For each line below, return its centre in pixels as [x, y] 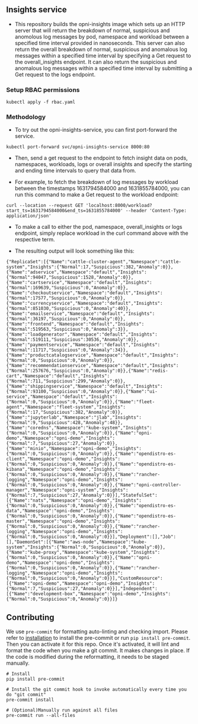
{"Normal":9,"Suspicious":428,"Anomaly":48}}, [65, 423]
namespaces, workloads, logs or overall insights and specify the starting [103, 164]
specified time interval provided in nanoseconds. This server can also [100, 43]
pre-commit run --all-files [41, 716]
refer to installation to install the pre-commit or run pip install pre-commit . [98, 638]
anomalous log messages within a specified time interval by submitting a [103, 68]
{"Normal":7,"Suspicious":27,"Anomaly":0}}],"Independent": [82, 589]
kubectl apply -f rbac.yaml [41, 102]
